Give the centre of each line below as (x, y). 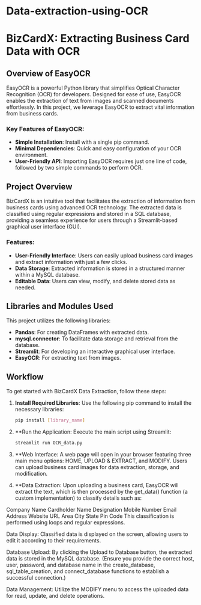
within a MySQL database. (47, 274)
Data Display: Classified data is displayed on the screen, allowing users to (97, 534)
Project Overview (39, 187)
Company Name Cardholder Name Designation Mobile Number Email (91, 509)
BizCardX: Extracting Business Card (98, 39)
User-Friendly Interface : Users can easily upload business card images (104, 255)
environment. (31, 155)
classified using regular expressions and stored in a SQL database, (89, 214)
